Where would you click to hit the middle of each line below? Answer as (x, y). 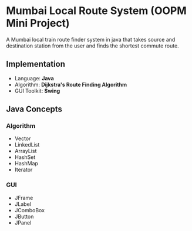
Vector (23, 138)
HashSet (25, 157)
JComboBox (30, 210)
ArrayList (26, 151)
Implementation (36, 64)
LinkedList (27, 145)
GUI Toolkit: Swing (37, 91)
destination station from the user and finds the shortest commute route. (92, 46)
